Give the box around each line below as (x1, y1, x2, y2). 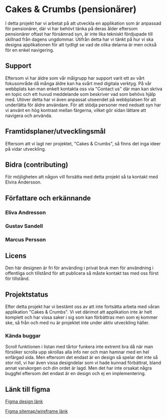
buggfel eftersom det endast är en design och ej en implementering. (5, 371, 146, 377)
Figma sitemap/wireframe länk (5, 408, 68, 414)
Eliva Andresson (5, 209, 46, 216)
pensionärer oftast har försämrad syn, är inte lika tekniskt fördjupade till (5, 31, 153, 37)
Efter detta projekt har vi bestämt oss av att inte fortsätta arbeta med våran (5, 304, 160, 310)
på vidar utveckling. (5, 146, 46, 152)
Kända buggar (5, 332, 41, 339)
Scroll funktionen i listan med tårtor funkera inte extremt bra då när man (5, 344, 153, 350)
